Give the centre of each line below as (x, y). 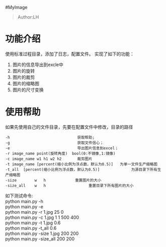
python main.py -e (24, 207)
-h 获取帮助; (50, 137)
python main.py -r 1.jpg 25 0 (34, 212)
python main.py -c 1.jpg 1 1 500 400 (42, 217)
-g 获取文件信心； (55, 143)
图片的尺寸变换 (28, 90)
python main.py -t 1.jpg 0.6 (33, 223)
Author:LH (28, 17)
